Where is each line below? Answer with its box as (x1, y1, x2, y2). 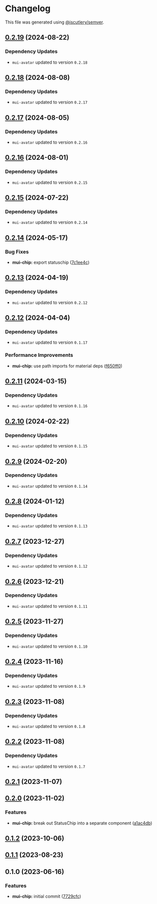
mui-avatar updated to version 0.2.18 (12, 59, 88, 65)
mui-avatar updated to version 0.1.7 (12, 763, 85, 769)
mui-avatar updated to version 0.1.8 (12, 723, 85, 729)
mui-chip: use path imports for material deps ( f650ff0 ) (12, 363, 123, 369)
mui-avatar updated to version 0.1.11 (12, 603, 88, 609)
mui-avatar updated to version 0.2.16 (12, 139, 88, 145)
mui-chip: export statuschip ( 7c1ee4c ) (12, 259, 90, 265)
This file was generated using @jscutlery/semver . (5, 19, 104, 25)
